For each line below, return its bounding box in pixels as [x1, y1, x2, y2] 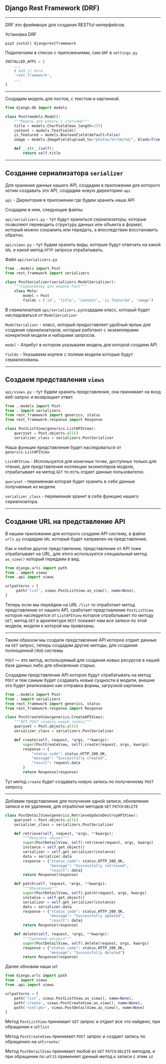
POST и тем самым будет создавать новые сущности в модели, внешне [5, 677, 155, 683]
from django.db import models [5, 105, 68, 110]
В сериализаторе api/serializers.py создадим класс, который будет [5, 307, 150, 313]
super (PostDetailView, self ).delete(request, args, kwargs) [23, 941, 149, 946]
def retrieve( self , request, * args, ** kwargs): [14, 831, 114, 836]
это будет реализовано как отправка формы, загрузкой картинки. [5, 682, 145, 688]
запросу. [5, 784, 24, 789]
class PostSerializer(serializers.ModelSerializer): [5, 279, 116, 284]
